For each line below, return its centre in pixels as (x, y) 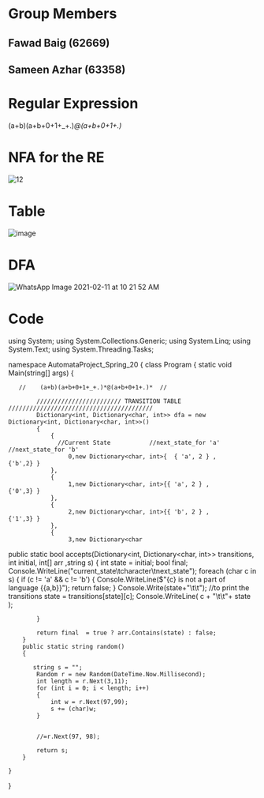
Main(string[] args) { (41, 373)
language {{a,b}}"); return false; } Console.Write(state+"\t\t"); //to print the (129, 587)
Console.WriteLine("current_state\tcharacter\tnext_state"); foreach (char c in (132, 570)
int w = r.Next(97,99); (89, 702)
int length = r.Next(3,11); (82, 681)
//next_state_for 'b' (44, 450)
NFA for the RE (56, 158)
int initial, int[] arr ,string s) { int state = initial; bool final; (98, 563)
